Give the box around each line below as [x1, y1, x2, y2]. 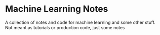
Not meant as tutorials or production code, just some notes [5, 24, 125, 30]
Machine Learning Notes [5, 3, 108, 15]
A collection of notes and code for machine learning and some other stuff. [5, 19, 156, 25]
